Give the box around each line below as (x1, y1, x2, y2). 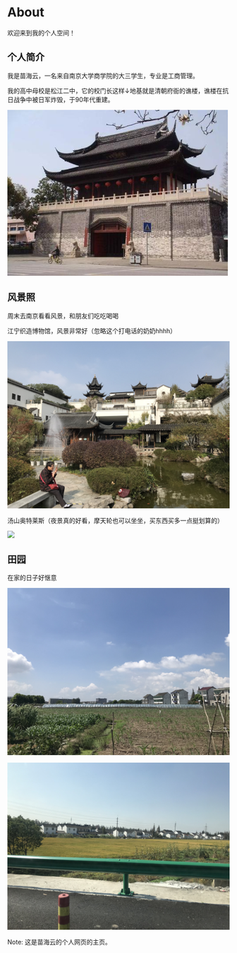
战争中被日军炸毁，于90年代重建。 (13, 95, 114, 103)
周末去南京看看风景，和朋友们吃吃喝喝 (7, 311, 119, 320)
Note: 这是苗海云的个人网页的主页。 (7, 938, 111, 947)
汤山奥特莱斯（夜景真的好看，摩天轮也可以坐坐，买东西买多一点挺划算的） (7, 516, 224, 524)
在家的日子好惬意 (7, 574, 57, 582)
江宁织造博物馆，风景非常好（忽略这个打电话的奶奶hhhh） (7, 326, 177, 335)
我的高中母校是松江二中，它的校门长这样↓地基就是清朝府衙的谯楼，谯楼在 (7, 86, 223, 95)
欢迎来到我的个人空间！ (7, 28, 75, 37)
